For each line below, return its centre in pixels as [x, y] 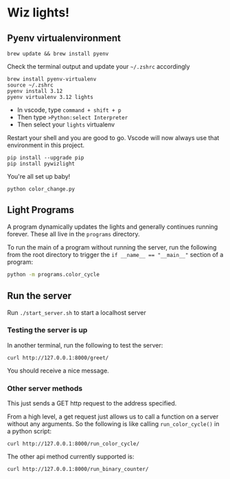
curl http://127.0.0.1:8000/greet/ [58, 358]
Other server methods [45, 388]
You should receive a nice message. [58, 370]
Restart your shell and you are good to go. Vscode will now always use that [113, 138]
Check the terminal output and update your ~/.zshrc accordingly [99, 66]
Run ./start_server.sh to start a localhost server [77, 312]
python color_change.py [41, 189]
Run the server [39, 296]
